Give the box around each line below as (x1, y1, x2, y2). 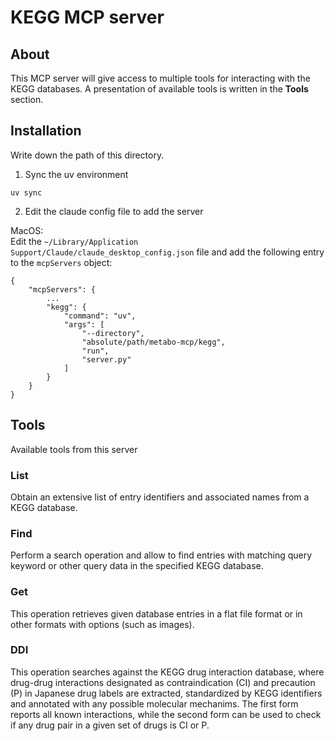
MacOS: (10, 224, 44, 236)
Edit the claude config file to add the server (24, 205, 204, 217)
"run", (81, 346, 110, 356)
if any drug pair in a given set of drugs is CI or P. (10, 719, 210, 731)
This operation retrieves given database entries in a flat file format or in (10, 607, 303, 620)
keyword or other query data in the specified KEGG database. (10, 560, 264, 572)
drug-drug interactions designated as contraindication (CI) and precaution (10, 676, 316, 688)
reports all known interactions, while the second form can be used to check (10, 708, 322, 720)
